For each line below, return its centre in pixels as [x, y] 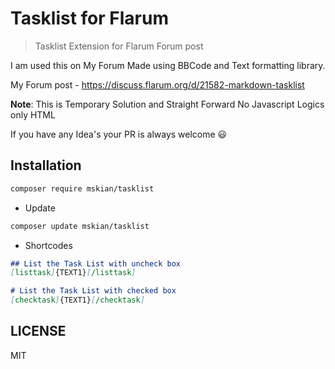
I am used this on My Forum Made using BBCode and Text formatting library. [168, 65]
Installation [46, 165]
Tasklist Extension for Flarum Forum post [119, 46]
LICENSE [38, 331]
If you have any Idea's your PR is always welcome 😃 [119, 134]
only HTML [33, 114]
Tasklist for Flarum [89, 18]
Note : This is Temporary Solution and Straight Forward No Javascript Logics [167, 104]
